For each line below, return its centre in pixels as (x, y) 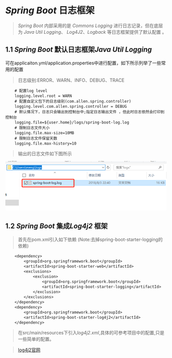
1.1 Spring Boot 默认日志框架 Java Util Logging (79, 50)
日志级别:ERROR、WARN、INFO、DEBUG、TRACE (71, 80)
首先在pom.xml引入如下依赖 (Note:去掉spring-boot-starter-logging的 (90, 239)
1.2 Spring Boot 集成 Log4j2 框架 (57, 226)
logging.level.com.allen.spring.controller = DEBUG (71, 106)
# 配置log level (31, 91)
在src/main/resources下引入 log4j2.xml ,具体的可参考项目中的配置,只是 (91, 332)
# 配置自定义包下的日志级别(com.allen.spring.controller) (73, 101)
